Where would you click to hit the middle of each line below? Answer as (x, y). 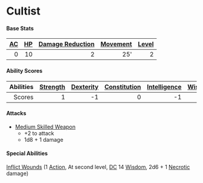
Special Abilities (27, 153)
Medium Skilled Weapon (45, 127)
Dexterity (85, 87)
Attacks (16, 113)
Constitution (123, 87)
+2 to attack (39, 133)
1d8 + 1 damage (43, 139)
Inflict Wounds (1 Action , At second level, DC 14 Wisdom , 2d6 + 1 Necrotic (98, 167)
